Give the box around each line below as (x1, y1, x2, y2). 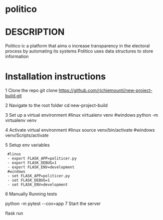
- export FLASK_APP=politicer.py (7, 156, 77, 161)
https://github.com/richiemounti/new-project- (58, 87, 153, 93)
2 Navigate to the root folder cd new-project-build (5, 102, 108, 108)
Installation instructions (5, 71, 106, 82)
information (5, 53, 29, 59)
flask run (5, 211, 23, 217)
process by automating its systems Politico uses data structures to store (5, 48, 154, 54)
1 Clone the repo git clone (5, 87, 58, 93)
